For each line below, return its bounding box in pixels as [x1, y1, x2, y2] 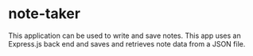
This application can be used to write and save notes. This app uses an [8, 31, 241, 40]
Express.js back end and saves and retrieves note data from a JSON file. [8, 39, 246, 48]
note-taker [8, 5, 81, 23]
